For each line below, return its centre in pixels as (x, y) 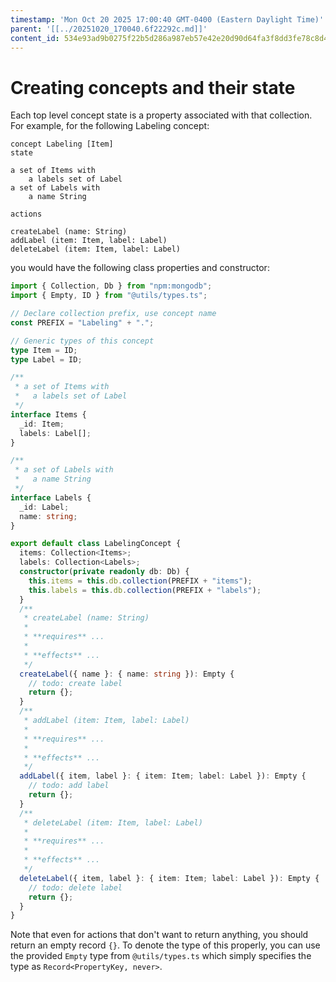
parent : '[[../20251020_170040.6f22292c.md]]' (109, 29)
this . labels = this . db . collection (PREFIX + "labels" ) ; (145, 590)
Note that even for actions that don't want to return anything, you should (159, 935)
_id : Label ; (44, 507)
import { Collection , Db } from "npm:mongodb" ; (111, 286)
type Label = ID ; (46, 359)
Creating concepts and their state (153, 87)
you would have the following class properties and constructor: (140, 268)
